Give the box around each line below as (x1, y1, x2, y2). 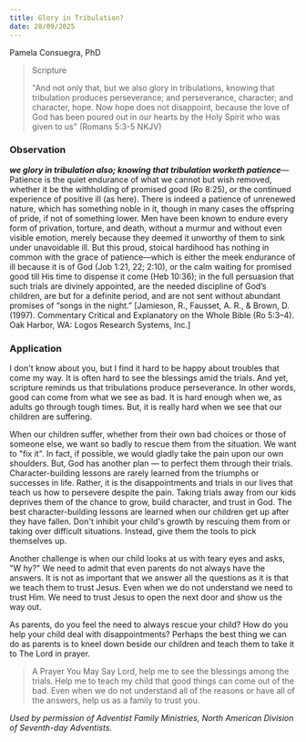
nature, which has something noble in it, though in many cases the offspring (9, 202, 294, 214)
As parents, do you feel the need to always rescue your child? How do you (9, 619, 289, 630)
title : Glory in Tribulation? (9, 13, 125, 23)
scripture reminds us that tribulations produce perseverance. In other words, (9, 382, 296, 393)
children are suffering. (9, 411, 93, 422)
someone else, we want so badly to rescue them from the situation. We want (9, 438, 297, 449)
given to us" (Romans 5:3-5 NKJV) (31, 120, 162, 132)
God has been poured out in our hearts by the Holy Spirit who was (31, 111, 280, 122)
